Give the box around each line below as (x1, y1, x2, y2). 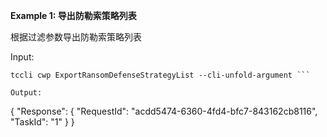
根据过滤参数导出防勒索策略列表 (10, 31, 142, 43)
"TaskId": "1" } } (10, 116, 75, 128)
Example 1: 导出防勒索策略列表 (10, 10, 137, 21)
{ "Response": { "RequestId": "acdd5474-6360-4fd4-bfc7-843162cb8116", (10, 105, 318, 117)
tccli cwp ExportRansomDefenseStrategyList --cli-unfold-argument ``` (10, 70, 311, 80)
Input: (10, 51, 35, 63)
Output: (10, 88, 43, 98)
